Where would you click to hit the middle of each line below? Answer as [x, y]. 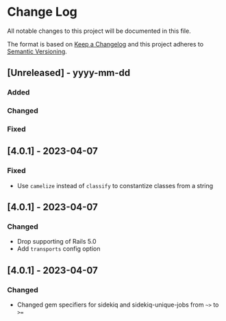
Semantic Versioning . [37, 51]
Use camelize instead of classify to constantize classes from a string [115, 185]
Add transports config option [59, 249]
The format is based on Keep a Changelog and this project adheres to [105, 44]
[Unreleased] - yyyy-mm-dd [69, 73]
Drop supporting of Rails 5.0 [57, 242]
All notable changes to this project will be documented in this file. [99, 31]
